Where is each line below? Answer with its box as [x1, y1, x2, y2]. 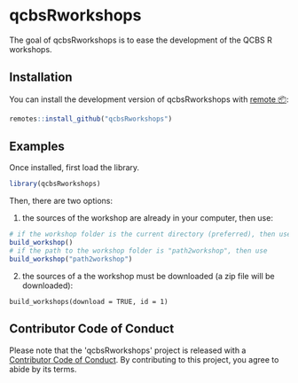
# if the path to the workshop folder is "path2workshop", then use [9, 246, 268, 255]
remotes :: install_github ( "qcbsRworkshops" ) [9, 114, 173, 123]
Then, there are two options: [9, 196, 114, 207]
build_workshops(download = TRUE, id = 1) [9, 297, 169, 306]
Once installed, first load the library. [9, 162, 140, 173]
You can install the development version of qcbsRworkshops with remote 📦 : [9, 94, 289, 105]
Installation [9, 70, 73, 85]
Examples [9, 139, 65, 154]
